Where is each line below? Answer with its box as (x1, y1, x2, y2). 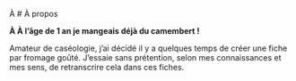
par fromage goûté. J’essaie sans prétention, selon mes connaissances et (9, 53, 282, 62)
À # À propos (9, 9, 58, 19)
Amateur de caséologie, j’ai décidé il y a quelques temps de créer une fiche (9, 43, 288, 53)
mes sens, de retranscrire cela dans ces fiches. (9, 62, 185, 72)
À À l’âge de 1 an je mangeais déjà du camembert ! (9, 26, 200, 36)
